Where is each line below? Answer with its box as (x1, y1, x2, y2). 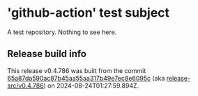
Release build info (7, 48, 87, 60)
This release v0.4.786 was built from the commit (7, 66, 146, 74)
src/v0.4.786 (7, 81, 44, 90)
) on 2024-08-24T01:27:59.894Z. (43, 81, 139, 90)
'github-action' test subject (7, 5, 169, 21)
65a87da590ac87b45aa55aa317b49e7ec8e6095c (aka (7, 74, 165, 82)
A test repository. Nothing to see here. (7, 28, 117, 36)
